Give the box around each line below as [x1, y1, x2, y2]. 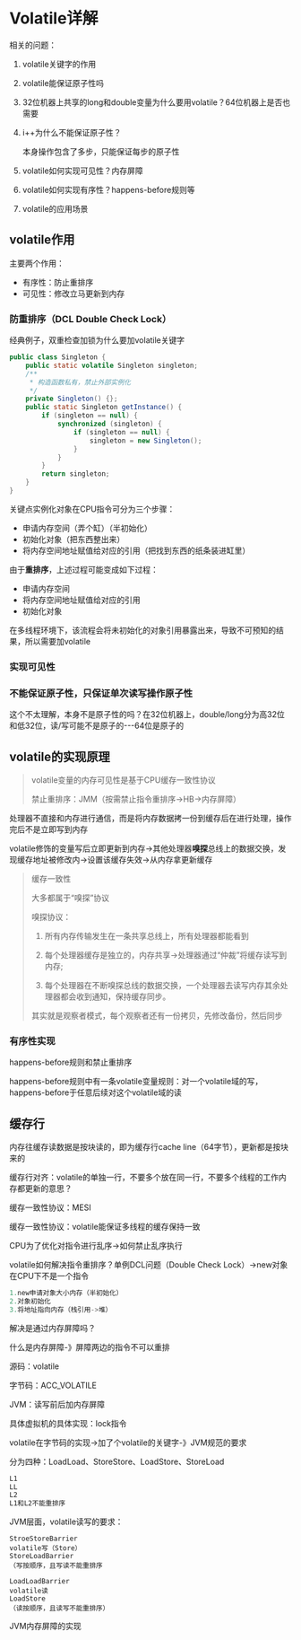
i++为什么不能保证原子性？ [21, 127, 122, 137]
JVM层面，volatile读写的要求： [9, 1516, 124, 1527]
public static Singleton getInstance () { [25, 403, 182, 412]
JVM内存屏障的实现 [9, 1621, 82, 1632]
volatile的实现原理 [9, 749, 110, 764]
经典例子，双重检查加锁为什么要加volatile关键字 [9, 335, 185, 346]
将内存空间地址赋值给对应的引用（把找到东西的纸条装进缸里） [21, 545, 251, 556]
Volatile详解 [9, 8, 99, 29]
